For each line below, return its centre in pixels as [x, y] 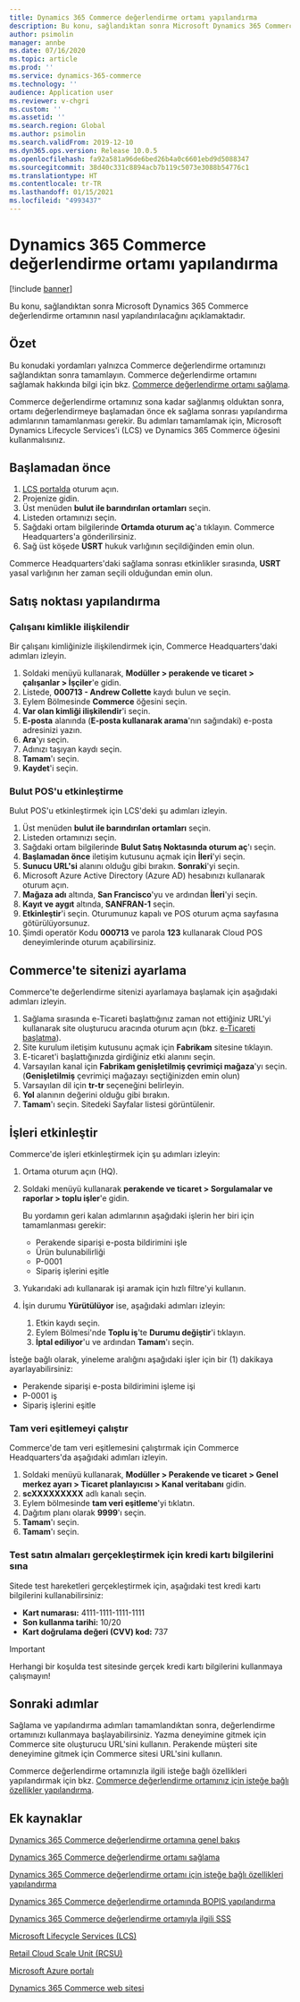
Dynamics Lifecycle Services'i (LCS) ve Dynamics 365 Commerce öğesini [145, 430]
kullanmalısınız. [37, 439]
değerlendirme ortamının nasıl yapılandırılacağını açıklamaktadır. [127, 315]
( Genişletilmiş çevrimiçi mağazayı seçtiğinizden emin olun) [131, 1076]
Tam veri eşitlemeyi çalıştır [69, 1428]
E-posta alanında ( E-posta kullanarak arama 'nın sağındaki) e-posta [147, 720]
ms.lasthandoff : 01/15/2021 [62, 192]
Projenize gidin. [51, 498]
